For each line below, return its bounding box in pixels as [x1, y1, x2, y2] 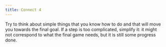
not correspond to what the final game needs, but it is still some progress [5, 31, 156, 37]
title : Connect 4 [5, 7, 41, 12]
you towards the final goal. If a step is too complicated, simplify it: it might [5, 26, 157, 32]
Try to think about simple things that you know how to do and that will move [5, 21, 161, 27]
